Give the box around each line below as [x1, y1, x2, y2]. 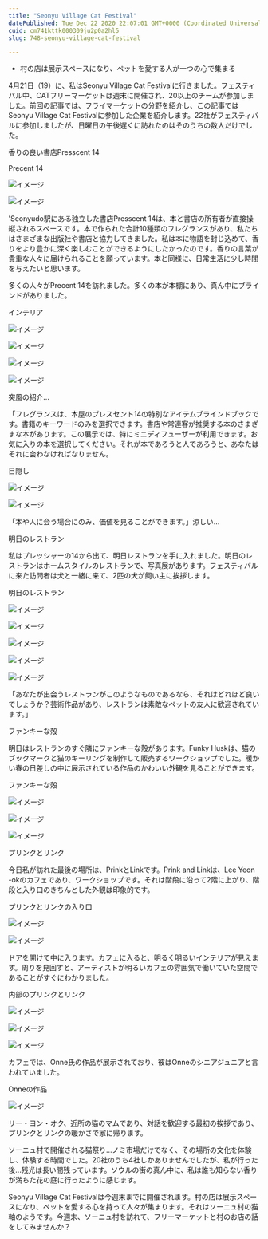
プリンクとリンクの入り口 [8, 902, 93, 912]
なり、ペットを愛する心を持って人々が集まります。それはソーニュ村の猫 [22, 1202, 259, 1212]
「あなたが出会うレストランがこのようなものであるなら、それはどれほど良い [8, 689, 260, 699]
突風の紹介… [8, 393, 50, 402]
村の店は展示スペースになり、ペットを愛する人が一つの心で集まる [19, 64, 236, 73]
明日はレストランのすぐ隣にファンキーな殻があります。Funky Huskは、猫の [8, 744, 257, 753]
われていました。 [8, 1067, 64, 1077]
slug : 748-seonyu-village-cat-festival [8, 34, 141, 42]
